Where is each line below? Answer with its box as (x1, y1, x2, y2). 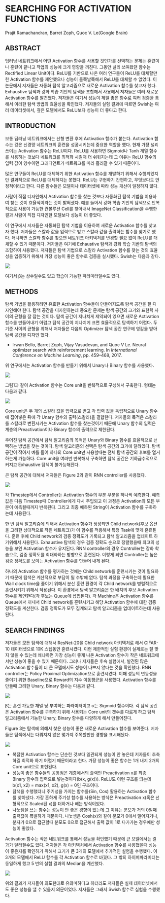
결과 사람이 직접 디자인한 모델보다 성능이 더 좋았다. (5, 212, 102, 217)
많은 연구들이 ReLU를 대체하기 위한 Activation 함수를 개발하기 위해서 (5, 171, 137, 177)
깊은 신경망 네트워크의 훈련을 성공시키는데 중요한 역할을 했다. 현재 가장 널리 (14, 142, 159, 147)
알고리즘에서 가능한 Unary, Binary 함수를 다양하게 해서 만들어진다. (5, 715, 133, 721)
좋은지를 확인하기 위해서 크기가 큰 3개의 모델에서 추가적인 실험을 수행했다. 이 (10, 848, 158, 854)
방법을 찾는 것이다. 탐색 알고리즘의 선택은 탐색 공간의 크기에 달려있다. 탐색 (18, 443, 160, 449)
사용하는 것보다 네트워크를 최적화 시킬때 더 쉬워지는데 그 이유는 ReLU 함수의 (10, 154, 157, 160)
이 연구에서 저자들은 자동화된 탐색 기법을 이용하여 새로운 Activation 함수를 (5, 222, 148, 228)
